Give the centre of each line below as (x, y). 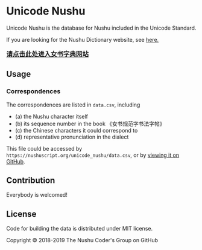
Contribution (31, 181)
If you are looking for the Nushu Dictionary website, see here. (83, 39)
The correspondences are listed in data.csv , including (73, 105)
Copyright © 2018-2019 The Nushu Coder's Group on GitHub (82, 240)
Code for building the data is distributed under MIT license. (79, 229)
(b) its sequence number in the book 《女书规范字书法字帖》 (90, 123)
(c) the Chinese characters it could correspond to (76, 130)
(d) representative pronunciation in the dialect (72, 137)
